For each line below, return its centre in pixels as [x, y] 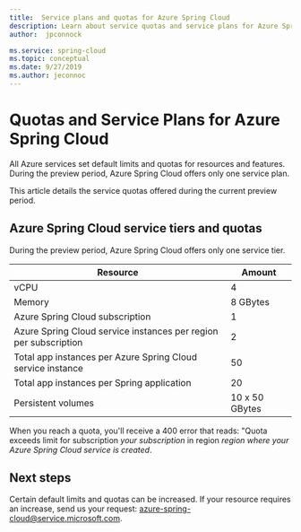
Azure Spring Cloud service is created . [81, 449]
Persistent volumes [54, 403]
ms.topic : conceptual [50, 59]
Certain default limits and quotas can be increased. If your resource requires [150, 500]
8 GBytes [250, 301]
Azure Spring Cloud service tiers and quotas [136, 228]
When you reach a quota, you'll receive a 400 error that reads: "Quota [138, 431]
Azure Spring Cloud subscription [82, 317]
